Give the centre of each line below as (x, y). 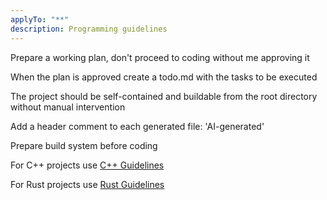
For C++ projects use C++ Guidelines (87, 165)
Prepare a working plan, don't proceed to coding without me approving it (160, 57)
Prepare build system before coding (84, 145)
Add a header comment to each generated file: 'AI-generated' (137, 126)
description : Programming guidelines (89, 29)
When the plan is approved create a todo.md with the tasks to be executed (164, 77)
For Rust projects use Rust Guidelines (87, 184)
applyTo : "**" (40, 19)
